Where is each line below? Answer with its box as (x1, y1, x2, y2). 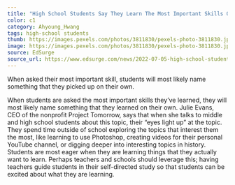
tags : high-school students (7, 29, 90, 37)
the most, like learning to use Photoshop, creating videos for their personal (7, 133, 222, 141)
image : (7, 43, 27, 50)
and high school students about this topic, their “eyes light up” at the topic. (7, 118, 222, 126)
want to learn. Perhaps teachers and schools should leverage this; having (7, 155, 219, 163)
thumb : (7, 36, 27, 43)
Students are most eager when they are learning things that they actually (7, 147, 217, 156)
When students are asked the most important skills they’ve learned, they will (7, 96, 227, 104)
